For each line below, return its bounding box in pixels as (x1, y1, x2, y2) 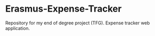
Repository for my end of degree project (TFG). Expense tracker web (5, 20, 150, 26)
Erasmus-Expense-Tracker (5, 3, 122, 15)
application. (5, 25, 30, 31)
